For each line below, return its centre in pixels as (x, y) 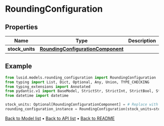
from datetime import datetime (37, 96)
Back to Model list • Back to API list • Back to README (60, 118)
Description (142, 41)
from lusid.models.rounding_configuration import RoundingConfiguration (81, 77)
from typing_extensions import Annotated (48, 86)
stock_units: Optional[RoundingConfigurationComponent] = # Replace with (82, 105)
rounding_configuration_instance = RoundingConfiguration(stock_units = (79, 109)
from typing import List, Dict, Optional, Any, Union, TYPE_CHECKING (77, 82)
